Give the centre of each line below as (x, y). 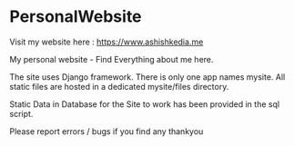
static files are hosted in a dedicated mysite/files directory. (119, 86)
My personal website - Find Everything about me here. (112, 59)
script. (21, 113)
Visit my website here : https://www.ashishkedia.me (106, 42)
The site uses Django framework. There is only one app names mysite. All (147, 77)
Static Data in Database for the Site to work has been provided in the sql (145, 104)
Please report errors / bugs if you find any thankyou (106, 131)
